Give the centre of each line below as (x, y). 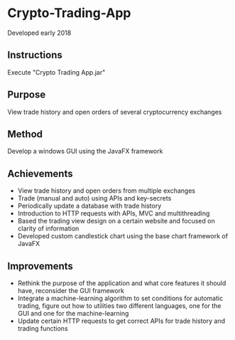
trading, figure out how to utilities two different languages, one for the (119, 306)
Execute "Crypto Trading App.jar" (56, 72)
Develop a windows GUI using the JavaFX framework (85, 152)
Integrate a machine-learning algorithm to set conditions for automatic (120, 298)
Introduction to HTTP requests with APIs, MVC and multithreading (114, 213)
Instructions (35, 55)
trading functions (43, 328)
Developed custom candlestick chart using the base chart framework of (123, 236)
